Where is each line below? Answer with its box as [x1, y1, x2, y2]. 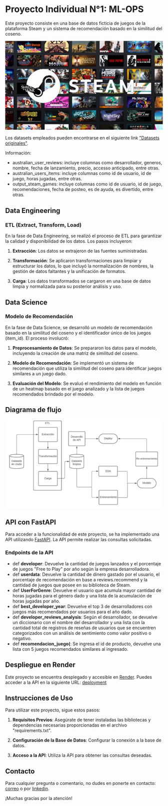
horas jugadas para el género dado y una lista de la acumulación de [12, 592, 152, 598]
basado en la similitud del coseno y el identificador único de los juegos [5, 330, 151, 336]
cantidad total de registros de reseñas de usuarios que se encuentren [12, 625, 156, 631]
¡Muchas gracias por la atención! [5, 795, 72, 801]
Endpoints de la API [5, 549, 53, 556]
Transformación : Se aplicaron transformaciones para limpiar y [12, 258, 141, 264]
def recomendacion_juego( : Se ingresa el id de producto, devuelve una [12, 641, 161, 647]
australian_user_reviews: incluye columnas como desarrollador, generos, [12, 160, 162, 166]
